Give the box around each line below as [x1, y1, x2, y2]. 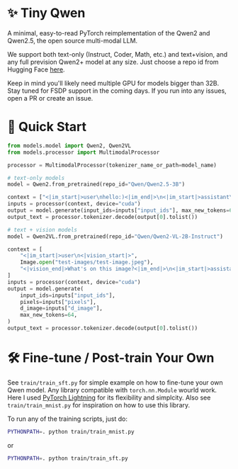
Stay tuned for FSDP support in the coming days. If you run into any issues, [7, 86, 227, 95]
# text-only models [7, 174, 65, 181]
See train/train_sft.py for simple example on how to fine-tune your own [7, 378, 223, 387]
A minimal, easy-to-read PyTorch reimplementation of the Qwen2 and [7, 28, 210, 37]
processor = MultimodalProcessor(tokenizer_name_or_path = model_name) [7, 162, 217, 169]
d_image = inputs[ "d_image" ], [20, 305, 103, 312]
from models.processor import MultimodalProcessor [7, 149, 160, 156]
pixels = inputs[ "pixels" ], [20, 298, 97, 305]
